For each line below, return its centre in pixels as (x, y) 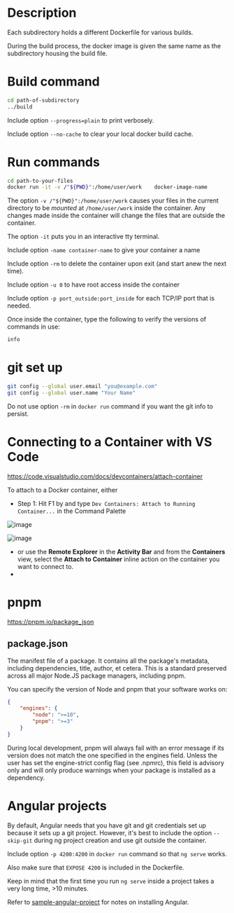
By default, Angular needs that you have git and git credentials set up (107, 825)
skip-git (20, 841)
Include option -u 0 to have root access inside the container (94, 284)
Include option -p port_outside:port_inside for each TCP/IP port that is (111, 298)
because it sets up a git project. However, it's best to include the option (110, 832)
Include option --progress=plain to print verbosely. (81, 120)
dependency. (26, 777)
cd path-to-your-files (40, 181)
